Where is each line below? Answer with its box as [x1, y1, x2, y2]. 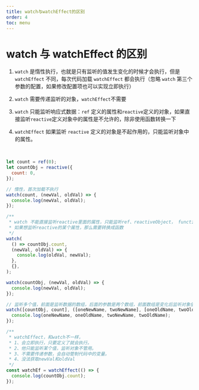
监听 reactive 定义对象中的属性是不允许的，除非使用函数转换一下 [20, 115, 176, 122]
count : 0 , [11, 170, 36, 176]
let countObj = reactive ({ [6, 165, 73, 171]
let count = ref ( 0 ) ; [6, 159, 57, 165]
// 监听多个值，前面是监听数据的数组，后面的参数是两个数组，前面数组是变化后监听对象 [6, 301, 191, 307]
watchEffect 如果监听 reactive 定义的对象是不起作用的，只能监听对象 [14, 128, 184, 136]
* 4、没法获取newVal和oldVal [8, 356, 75, 363]
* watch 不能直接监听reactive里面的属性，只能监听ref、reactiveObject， [8, 219, 176, 225]
